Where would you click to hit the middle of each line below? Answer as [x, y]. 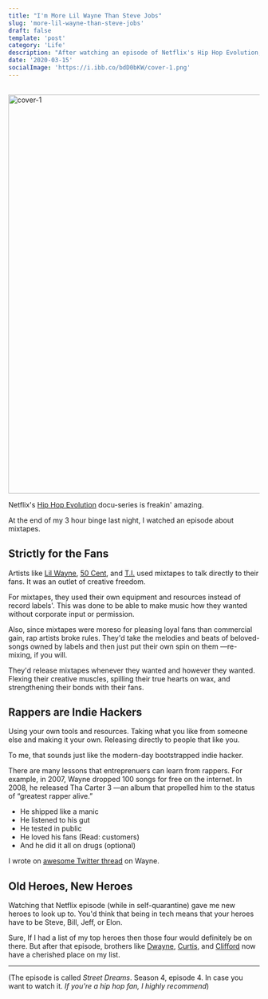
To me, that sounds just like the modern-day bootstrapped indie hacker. [126, 756]
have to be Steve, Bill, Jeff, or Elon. [65, 922]
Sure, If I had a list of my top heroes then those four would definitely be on [130, 938]
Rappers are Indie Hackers [75, 712]
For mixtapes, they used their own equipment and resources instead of [125, 597]
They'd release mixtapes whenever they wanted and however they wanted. [132, 670]
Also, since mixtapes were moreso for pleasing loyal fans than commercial [130, 629]
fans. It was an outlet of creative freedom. [77, 581]
